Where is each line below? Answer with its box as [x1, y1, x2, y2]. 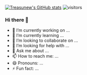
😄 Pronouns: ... [12, 60, 44, 66]
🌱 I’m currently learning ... [12, 33, 64, 38]
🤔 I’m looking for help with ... [12, 43, 70, 49]
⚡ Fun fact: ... [12, 65, 39, 72]
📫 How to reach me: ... [12, 53, 59, 59]
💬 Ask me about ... [12, 48, 49, 54]
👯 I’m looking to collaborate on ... [12, 37, 78, 43]
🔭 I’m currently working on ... [12, 27, 70, 33]
